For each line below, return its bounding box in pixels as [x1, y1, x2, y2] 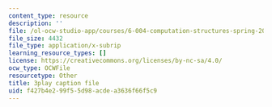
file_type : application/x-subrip [8, 42, 121, 50]
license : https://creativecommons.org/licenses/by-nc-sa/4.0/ [8, 57, 223, 65]
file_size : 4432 [8, 34, 63, 43]
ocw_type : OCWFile [8, 64, 70, 72]
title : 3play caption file [8, 79, 100, 87]
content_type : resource [8, 11, 89, 20]
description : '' [8, 19, 63, 27]
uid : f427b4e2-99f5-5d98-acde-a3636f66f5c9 [8, 86, 158, 95]
